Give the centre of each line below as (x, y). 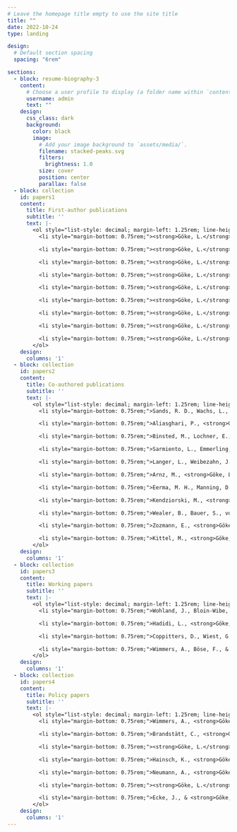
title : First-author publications (77, 210)
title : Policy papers (58, 695)
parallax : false (62, 184)
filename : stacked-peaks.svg (81, 151)
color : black (52, 131)
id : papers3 (37, 571)
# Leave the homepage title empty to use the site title (93, 14)
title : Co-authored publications (75, 385)
